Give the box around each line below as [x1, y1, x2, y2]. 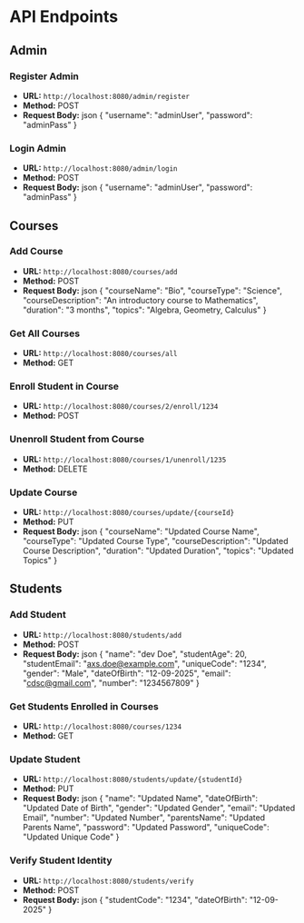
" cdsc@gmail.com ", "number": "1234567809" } [22, 677, 200, 688]
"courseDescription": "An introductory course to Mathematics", [22, 294, 259, 305]
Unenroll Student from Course [9, 433, 145, 446]
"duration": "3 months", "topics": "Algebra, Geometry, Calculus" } [22, 304, 267, 315]
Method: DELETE [22, 463, 88, 474]
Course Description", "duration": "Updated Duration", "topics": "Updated [22, 545, 294, 556]
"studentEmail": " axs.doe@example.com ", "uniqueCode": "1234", [22, 658, 267, 669]
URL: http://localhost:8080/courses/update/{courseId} [22, 507, 235, 518]
